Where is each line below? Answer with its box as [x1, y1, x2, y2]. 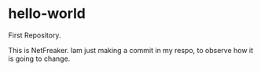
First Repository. [8, 30, 61, 40]
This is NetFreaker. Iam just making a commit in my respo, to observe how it [8, 45, 254, 55]
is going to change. [8, 54, 71, 63]
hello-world [8, 5, 86, 23]
